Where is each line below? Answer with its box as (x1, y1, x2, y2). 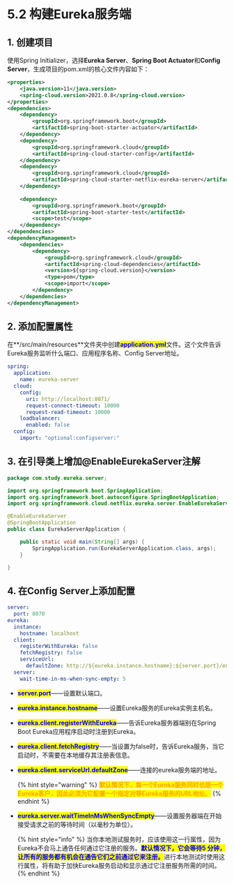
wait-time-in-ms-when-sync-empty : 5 (19, 675, 127, 682)
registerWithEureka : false (19, 643, 98, 650)
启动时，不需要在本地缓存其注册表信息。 (17, 751, 134, 759)
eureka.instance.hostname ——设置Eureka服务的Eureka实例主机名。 (17, 703, 217, 712)
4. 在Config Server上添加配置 (7, 584, 136, 597)
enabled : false (25, 422, 70, 429)
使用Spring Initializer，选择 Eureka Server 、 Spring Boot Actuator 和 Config (7, 57, 221, 64)
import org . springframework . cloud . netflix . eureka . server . (7, 500, 179, 507)
